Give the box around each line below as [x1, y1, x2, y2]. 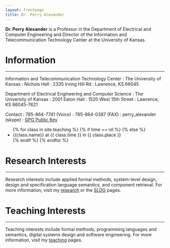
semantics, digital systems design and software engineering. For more [5, 232, 152, 238]
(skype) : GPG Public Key [5, 117, 58, 123]
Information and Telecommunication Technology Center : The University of [5, 76, 161, 82]
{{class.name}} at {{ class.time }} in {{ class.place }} [12, 132, 121, 138]
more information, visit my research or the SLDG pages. [5, 187, 121, 193]
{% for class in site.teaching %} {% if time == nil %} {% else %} [12, 127, 146, 133]
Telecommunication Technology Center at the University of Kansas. [5, 36, 146, 43]
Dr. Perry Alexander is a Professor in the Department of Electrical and [5, 26, 152, 32]
